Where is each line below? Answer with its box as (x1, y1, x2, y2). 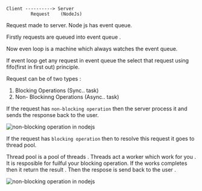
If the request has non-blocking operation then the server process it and (6, 105, 187, 112)
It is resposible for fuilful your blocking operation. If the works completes (6, 159, 187, 167)
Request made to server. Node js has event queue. (6, 22, 132, 28)
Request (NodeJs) (30, 11, 83, 17)
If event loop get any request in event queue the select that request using (6, 57, 189, 64)
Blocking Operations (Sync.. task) (15, 87, 99, 94)
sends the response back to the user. (6, 112, 99, 118)
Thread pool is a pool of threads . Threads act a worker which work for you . (6, 153, 197, 160)
